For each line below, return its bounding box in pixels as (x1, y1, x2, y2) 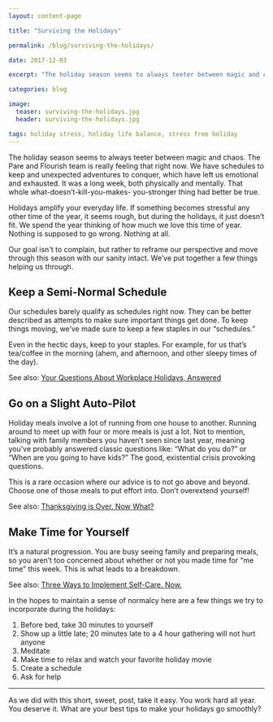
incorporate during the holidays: (8, 604, 116, 614)
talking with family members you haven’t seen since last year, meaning (8, 435, 245, 445)
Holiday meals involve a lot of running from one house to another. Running (8, 418, 258, 428)
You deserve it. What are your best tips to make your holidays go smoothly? (8, 703, 262, 713)
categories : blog (8, 85, 67, 94)
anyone (19, 637, 46, 647)
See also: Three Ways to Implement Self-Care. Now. (8, 580, 183, 589)
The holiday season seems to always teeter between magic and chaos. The (8, 152, 261, 162)
